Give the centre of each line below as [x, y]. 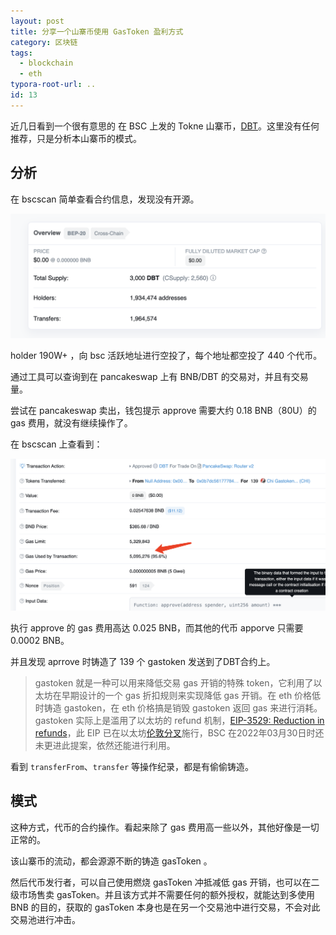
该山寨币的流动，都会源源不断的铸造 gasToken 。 [111, 861]
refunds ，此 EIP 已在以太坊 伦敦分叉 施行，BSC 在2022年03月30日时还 [179, 733]
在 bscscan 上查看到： [56, 444]
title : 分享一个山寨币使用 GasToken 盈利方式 [97, 31]
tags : [21, 53]
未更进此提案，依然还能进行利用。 [105, 746]
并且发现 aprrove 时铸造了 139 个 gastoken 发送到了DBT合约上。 [143, 662]
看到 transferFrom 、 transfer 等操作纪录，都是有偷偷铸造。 [132, 767]
